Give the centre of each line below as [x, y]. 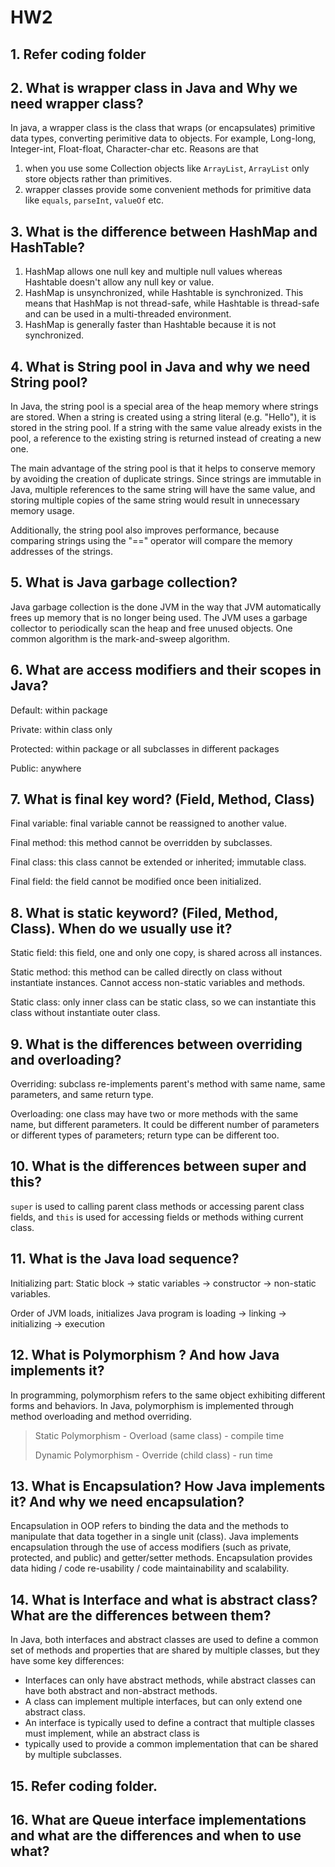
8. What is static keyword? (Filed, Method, [144, 912]
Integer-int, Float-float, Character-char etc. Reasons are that [134, 149]
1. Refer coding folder [78, 54]
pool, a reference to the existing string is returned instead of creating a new [166, 438]
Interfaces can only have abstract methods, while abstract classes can [170, 1680]
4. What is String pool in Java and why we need [160, 366]
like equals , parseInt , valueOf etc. [94, 200]
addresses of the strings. [61, 552]
